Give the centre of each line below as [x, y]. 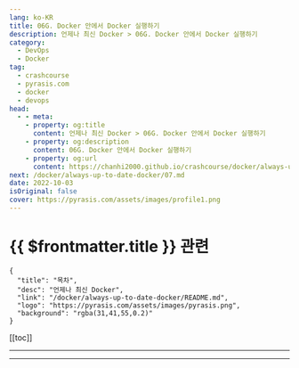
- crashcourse [43, 76]
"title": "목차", [48, 280]
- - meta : [35, 117]
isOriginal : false [43, 192]
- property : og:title [65, 126]
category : [28, 42]
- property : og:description [77, 142]
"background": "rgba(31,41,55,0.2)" [85, 313]
